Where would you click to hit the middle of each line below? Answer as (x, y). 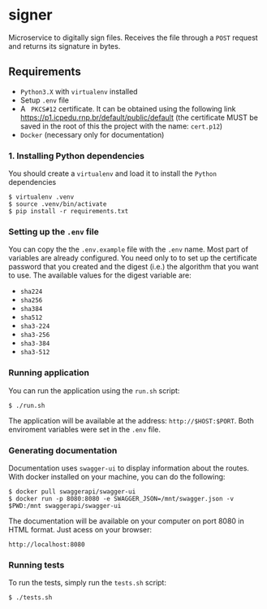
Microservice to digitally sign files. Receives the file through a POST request (133, 37)
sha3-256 (35, 335)
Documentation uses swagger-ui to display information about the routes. (129, 468)
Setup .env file (45, 100)
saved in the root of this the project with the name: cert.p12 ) (121, 126)
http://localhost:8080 (47, 544)
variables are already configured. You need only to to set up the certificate (133, 258)
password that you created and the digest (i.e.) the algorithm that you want (133, 267)
